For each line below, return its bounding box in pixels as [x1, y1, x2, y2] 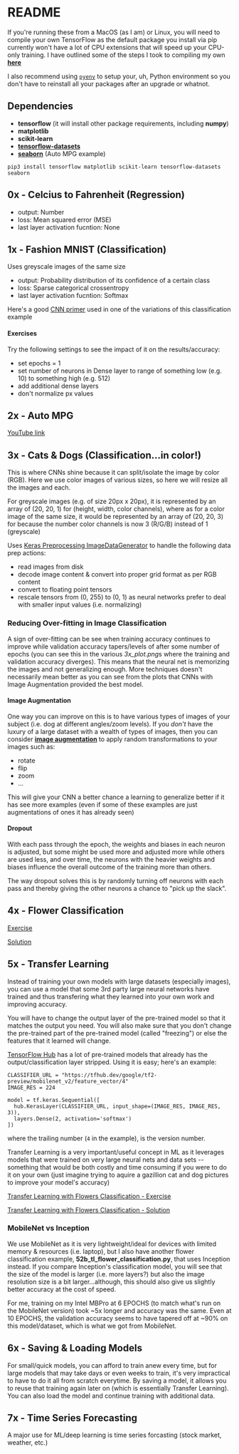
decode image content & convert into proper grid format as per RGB [17, 570, 217, 579]
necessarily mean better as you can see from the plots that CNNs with [7, 672, 213, 681]
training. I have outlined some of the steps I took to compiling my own [21, 51, 225, 59]
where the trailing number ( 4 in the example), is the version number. [7, 1134, 206, 1143]
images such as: [7, 742, 55, 751]
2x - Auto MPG [7, 409, 74, 421]
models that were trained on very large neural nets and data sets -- [7, 1155, 204, 1164]
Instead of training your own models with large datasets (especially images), [7, 977, 231, 986]
